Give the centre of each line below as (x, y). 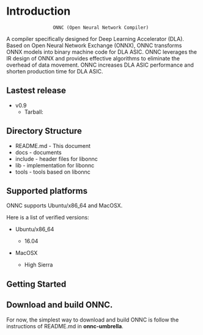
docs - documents (39, 152)
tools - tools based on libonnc (53, 172)
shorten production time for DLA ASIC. (55, 71)
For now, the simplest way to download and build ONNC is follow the (93, 320)
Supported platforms (47, 191)
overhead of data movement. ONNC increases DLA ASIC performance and (100, 65)
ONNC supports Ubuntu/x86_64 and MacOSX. (65, 205)
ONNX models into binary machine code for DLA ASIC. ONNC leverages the (102, 52)
